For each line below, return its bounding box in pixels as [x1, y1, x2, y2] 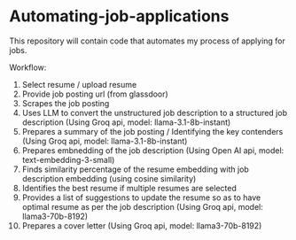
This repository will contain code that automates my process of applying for [9, 35, 286, 46]
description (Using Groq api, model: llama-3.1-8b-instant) [21, 117, 231, 128]
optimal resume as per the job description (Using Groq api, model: [21, 201, 263, 212]
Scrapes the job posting [21, 97, 110, 108]
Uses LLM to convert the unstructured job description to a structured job [21, 107, 288, 118]
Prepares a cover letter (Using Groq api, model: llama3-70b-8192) [21, 220, 262, 231]
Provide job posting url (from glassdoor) [21, 89, 168, 99]
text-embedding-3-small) [21, 154, 115, 165]
